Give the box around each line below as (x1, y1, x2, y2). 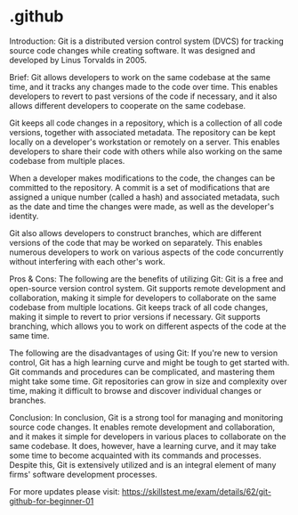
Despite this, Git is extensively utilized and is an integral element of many (9, 459, 277, 470)
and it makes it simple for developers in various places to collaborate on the (9, 430, 286, 442)
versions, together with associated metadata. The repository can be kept (9, 127, 276, 137)
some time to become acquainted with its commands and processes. (9, 450, 262, 461)
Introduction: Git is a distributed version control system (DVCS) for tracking (9, 36, 285, 46)
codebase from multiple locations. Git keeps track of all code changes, (9, 301, 269, 313)
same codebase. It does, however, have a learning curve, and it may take (9, 440, 278, 451)
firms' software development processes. (9, 469, 157, 479)
